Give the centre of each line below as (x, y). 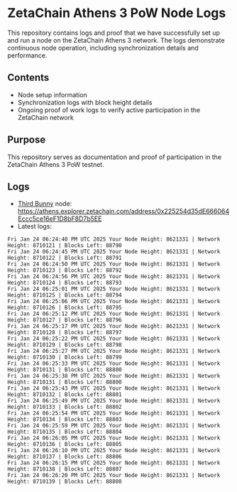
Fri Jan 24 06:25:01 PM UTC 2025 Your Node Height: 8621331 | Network (114, 289)
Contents (28, 78)
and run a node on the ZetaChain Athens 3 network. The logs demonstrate (116, 40)
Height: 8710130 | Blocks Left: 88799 (65, 357)
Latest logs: (34, 226)
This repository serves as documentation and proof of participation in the (115, 157)
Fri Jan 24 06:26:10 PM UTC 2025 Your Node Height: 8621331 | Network (114, 451)
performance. (27, 55)
